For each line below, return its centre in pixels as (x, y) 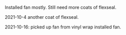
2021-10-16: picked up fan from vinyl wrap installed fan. (63, 27)
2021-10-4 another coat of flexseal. (42, 17)
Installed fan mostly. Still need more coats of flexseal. (61, 7)
